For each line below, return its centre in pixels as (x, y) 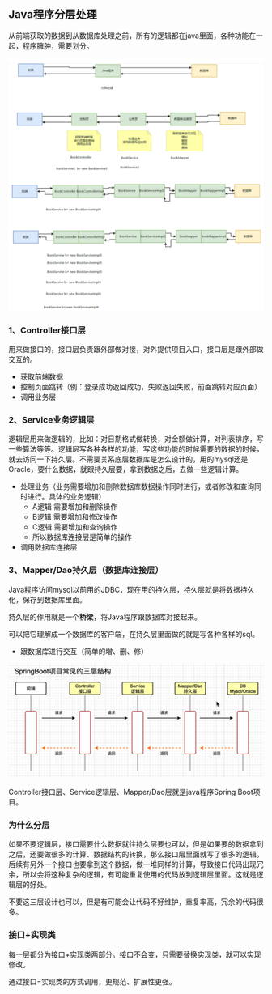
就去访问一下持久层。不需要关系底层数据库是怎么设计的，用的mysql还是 (128, 459)
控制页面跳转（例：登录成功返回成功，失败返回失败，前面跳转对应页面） (140, 387)
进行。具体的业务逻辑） (66, 497)
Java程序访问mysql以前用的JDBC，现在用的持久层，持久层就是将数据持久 (132, 589)
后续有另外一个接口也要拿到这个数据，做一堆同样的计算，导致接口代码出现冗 (136, 864)
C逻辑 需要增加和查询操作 (75, 527)
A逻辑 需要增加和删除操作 (75, 507)
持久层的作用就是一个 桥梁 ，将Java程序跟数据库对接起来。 (105, 617)
